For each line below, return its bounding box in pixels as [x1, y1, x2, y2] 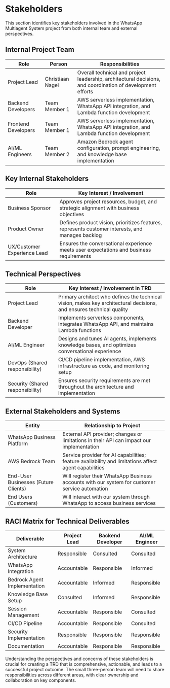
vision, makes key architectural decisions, [58, 300, 157, 307]
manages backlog [59, 231, 102, 238]
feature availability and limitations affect [62, 458, 157, 465]
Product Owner [8, 225, 44, 232]
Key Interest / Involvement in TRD [69, 285, 152, 292]
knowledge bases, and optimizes [58, 341, 137, 349]
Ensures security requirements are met [58, 377, 151, 384]
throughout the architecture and [58, 384, 134, 391]
